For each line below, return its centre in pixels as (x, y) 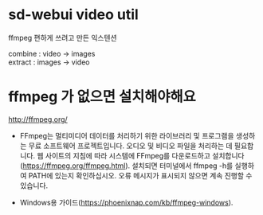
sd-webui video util (74, 15)
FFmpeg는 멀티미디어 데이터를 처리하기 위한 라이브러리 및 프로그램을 (127, 135)
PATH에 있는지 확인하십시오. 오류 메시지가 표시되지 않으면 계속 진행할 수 (140, 175)
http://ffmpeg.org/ (38, 119)
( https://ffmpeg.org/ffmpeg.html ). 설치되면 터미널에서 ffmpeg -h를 (126, 166)
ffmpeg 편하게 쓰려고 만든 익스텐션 (63, 37)
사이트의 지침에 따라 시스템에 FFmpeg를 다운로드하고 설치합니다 (145, 155)
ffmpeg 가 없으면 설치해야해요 (102, 97)
